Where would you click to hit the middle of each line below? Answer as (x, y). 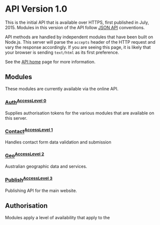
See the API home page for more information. (50, 62)
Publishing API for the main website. (41, 191)
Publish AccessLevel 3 (29, 179)
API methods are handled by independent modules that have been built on (79, 37)
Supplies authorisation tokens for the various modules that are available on (80, 113)
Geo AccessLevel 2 (25, 155)
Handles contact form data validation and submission (58, 142)
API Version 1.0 (36, 9)
